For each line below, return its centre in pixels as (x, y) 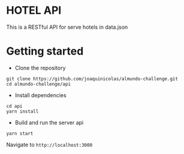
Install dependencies (41, 95)
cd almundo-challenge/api (38, 84)
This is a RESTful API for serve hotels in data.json (67, 27)
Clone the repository (40, 68)
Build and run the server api (49, 122)
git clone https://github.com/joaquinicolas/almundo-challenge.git (92, 78)
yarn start (20, 133)
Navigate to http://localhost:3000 (49, 144)
